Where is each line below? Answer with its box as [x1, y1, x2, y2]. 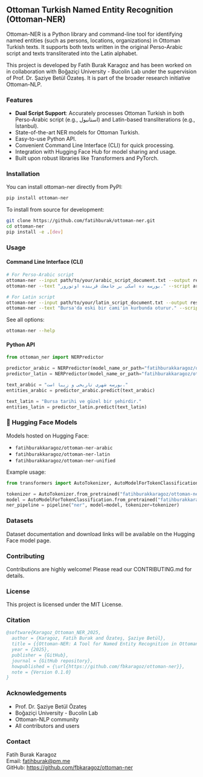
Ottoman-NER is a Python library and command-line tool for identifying [6, 30, 183, 38]
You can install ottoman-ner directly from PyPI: [6, 183, 123, 191]
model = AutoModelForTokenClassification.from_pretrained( [6, 496, 158, 503]
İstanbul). [14, 122, 39, 129]
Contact [6, 737, 31, 746]
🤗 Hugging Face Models [6, 418, 77, 427]
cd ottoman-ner [6, 223, 45, 229]
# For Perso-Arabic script [6, 272, 74, 278]
